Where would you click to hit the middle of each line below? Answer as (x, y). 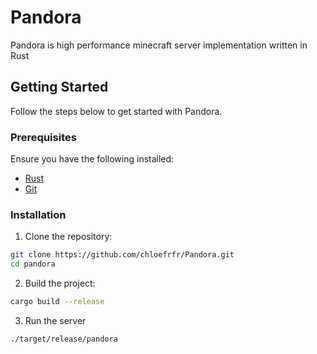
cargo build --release (57, 302)
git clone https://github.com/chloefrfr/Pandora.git (122, 255)
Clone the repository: (68, 237)
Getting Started (59, 87)
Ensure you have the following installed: (92, 159)
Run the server (55, 320)
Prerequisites (43, 137)
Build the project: (60, 283)
